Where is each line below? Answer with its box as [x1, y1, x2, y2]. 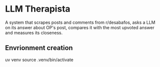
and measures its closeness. [5, 30, 63, 35]
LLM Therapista [5, 3, 71, 15]
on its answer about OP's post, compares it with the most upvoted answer [5, 24, 155, 30]
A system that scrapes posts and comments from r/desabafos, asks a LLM [5, 19, 156, 25]
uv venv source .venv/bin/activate [5, 57, 74, 63]
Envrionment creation [5, 44, 73, 52]
